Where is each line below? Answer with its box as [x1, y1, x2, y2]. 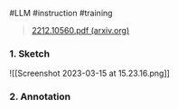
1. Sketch [9, 47, 51, 59]
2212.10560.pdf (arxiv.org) [31, 25, 130, 35]
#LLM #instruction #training [9, 8, 113, 18]
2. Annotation [9, 90, 70, 103]
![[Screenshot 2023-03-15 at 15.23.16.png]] [9, 68, 170, 79]
